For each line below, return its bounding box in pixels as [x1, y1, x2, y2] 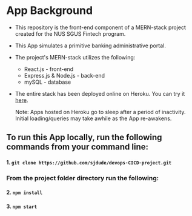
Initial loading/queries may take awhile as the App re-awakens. [15, 115, 172, 122]
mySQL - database [24, 78, 71, 86]
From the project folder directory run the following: [6, 174, 159, 182]
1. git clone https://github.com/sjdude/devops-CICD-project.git [6, 158, 171, 166]
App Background [6, 4, 93, 18]
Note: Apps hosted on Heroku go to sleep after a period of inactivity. [15, 108, 186, 115]
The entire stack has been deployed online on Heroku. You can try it [15, 90, 185, 97]
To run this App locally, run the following [6, 132, 162, 143]
